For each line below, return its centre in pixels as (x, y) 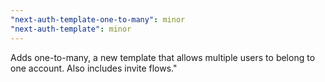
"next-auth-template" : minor (71, 29)
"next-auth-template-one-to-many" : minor (98, 19)
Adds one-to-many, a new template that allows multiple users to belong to (163, 57)
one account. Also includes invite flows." (94, 68)
